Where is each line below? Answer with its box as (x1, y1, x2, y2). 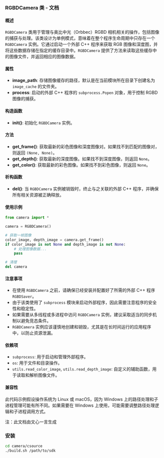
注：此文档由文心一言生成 (5, 419, 57, 425)
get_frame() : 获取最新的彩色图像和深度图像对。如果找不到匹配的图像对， (12, 143, 160, 150)
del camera (5, 264, 27, 269)
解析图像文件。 (29, 372, 60, 378)
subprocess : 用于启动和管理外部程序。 (12, 354, 89, 360)
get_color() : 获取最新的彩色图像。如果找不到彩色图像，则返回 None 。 (12, 162, 151, 168)
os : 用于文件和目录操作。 (12, 360, 63, 366)
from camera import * (5, 215, 49, 220)
